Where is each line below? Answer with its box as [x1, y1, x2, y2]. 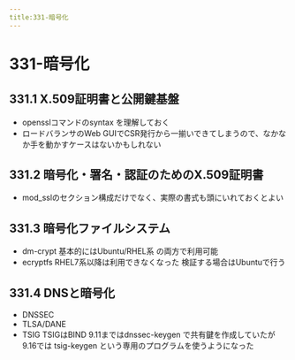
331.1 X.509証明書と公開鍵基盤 [9, 92, 179, 107]
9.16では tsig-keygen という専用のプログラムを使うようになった [21, 341, 254, 351]
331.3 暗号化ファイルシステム [9, 220, 170, 235]
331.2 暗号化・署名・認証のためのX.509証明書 [9, 167, 264, 182]
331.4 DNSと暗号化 [9, 285, 116, 301]
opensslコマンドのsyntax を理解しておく [21, 117, 170, 127]
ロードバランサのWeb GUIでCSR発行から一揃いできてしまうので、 [21, 127, 263, 138]
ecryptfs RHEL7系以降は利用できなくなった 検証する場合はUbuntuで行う [21, 257, 286, 268]
